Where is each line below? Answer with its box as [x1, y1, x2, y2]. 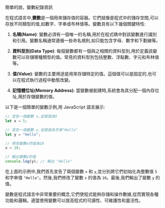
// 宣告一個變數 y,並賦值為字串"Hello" [5, 127, 78, 132]
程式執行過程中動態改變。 [21, 77, 73, 83]
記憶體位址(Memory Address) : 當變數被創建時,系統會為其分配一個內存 [12, 88, 155, 93]
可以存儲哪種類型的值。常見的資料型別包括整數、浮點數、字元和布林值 [16, 54, 159, 60]
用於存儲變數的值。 [18, 94, 57, 100]
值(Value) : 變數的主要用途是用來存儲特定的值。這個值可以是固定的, [12, 71, 148, 76]
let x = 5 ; [5, 118, 28, 123]
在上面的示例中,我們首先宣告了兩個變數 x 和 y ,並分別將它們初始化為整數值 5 [5, 169, 158, 174]
